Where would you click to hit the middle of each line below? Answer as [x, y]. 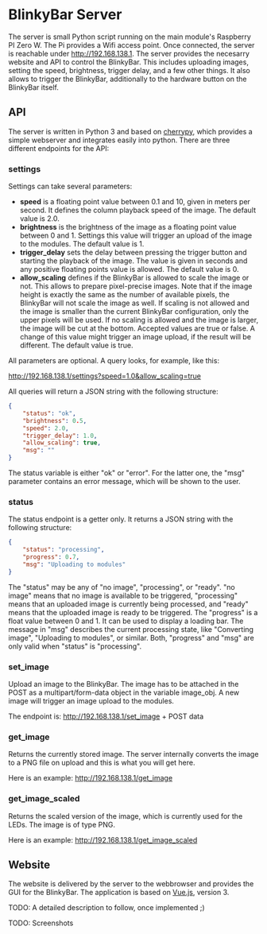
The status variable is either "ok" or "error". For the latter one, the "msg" [126, 473]
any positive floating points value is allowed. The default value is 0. [129, 269]
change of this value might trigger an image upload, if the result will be [135, 337]
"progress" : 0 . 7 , [51, 557]
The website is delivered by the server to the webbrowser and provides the [131, 884]
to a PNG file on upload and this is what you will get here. [102, 763]
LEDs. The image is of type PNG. [62, 824]
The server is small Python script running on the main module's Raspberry [130, 37]
